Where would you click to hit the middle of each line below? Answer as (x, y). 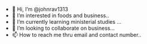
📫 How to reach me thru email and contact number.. (76, 35)
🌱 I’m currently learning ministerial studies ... (66, 22)
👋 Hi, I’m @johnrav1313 (40, 9)
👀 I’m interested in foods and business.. (60, 15)
